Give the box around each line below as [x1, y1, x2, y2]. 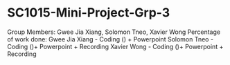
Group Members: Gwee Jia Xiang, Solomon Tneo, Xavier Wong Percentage [7, 28, 220, 36]
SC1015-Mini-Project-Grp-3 [7, 5, 170, 21]
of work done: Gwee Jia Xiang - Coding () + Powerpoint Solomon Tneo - [7, 35, 213, 43]
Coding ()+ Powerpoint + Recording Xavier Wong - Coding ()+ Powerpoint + [7, 42, 224, 50]
